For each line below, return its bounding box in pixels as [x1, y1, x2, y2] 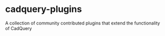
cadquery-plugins [5, 3, 82, 15]
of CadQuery [5, 25, 32, 31]
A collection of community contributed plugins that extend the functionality [5, 20, 160, 26]
